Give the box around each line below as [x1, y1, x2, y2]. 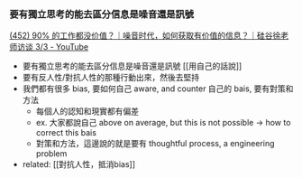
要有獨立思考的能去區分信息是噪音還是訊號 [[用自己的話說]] [22, 61, 243, 71]
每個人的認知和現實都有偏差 [35, 106, 140, 117]
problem [35, 148, 68, 159]
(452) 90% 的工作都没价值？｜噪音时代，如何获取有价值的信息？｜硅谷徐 [9, 30, 281, 42]
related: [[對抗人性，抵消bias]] [22, 159, 136, 170]
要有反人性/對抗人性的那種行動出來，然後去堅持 [22, 72, 200, 83]
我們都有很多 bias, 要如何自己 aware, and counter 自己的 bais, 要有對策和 [22, 83, 294, 94]
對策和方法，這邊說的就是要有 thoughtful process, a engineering [35, 138, 275, 149]
